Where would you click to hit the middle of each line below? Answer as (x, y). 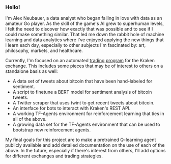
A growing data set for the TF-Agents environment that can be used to (86, 125)
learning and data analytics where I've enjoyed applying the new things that (84, 40)
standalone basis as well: (32, 71)
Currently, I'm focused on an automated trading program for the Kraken (80, 61)
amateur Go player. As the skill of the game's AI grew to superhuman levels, (85, 23)
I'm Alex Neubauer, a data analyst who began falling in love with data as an (84, 18)
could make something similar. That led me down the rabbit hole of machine (85, 35)
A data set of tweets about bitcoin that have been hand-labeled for (82, 81)
